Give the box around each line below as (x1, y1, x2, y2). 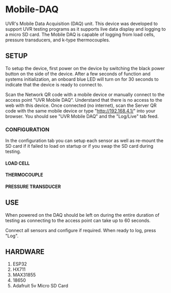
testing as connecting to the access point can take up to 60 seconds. (5, 217, 151, 223)
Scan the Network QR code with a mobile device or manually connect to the (5, 91, 165, 98)
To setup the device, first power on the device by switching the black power (5, 65, 165, 71)
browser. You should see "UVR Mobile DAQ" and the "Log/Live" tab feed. (5, 113, 159, 119)
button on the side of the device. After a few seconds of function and (5, 71, 151, 77)
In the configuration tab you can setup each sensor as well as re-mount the (5, 138, 164, 144)
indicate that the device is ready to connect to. (5, 81, 103, 87)
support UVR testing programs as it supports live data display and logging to (5, 26, 166, 32)
